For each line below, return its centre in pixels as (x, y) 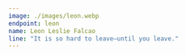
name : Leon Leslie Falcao (52, 31)
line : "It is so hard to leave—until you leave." (94, 38)
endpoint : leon (34, 23)
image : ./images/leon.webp (54, 16)
